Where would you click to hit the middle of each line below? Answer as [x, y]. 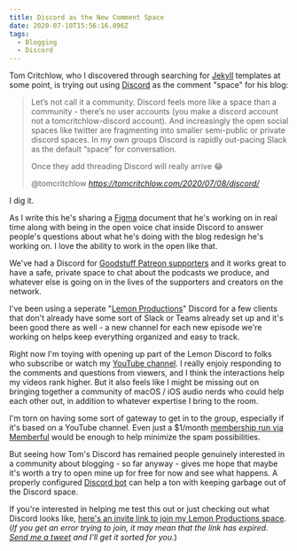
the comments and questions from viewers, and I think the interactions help [147, 373]
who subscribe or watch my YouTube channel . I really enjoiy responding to [145, 363]
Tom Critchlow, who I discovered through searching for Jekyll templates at [145, 75]
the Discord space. [43, 492]
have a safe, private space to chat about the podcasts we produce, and [139, 273]
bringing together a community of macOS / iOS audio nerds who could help [147, 392]
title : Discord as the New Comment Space [87, 17]
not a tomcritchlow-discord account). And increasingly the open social [160, 121]
